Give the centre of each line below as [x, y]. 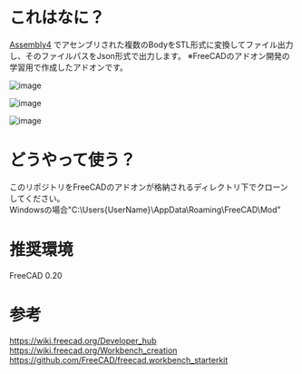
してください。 [37, 198]
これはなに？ [58, 18]
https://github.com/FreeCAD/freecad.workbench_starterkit [119, 359]
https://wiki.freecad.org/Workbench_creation [93, 350]
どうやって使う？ [73, 160]
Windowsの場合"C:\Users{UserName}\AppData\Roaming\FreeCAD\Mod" [145, 210]
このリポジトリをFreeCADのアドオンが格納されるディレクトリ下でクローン [149, 187]
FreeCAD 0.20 [36, 275]
